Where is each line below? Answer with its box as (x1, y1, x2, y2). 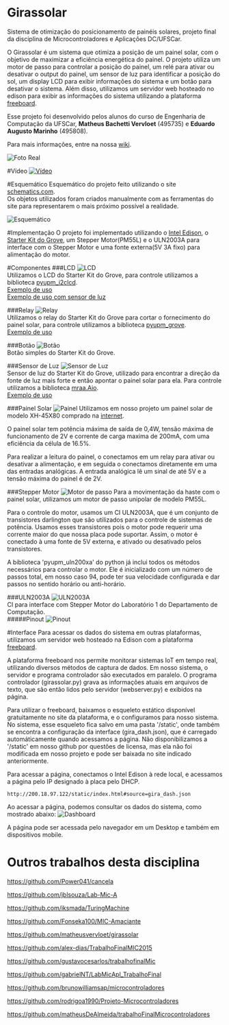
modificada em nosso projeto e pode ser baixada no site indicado (7, 749, 191, 758)
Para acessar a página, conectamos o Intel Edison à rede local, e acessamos (7, 770, 223, 778)
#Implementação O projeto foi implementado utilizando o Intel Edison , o (7, 228, 208, 237)
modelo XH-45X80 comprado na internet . (7, 411, 124, 420)
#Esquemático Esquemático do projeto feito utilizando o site (7, 180, 176, 188)
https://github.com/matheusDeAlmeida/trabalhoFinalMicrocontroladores (7, 1010, 211, 1018)
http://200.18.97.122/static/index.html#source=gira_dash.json (7, 791, 191, 797)
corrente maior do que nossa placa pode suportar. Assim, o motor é (7, 530, 198, 538)
